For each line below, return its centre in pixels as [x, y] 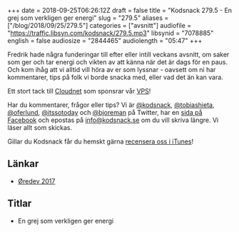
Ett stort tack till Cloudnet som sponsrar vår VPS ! [79, 91]
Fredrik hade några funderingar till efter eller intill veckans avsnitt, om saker [118, 54]
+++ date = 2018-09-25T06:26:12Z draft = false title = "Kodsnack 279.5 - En [120, 10]
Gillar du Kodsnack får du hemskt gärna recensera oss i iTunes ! [101, 141]
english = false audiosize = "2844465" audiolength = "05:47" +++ [105, 41]
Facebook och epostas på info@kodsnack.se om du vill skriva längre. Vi [113, 120]
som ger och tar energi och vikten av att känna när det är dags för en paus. [118, 62]
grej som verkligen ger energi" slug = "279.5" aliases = [88, 18]
